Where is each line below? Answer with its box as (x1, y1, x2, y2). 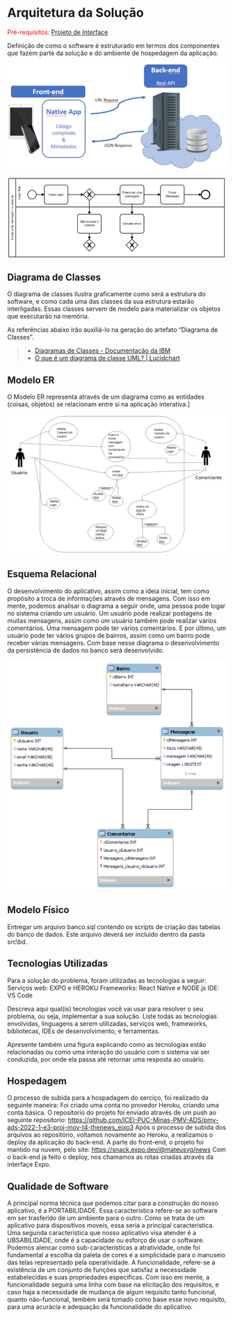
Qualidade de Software (7, 1180, 109, 1193)
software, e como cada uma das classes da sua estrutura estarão (7, 298, 195, 306)
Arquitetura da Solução (7, 5, 144, 21)
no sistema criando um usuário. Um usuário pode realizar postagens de (7, 608, 212, 618)
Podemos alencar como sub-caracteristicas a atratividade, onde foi (7, 1243, 200, 1252)
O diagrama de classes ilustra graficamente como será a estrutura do (7, 290, 207, 298)
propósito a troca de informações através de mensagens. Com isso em (7, 594, 211, 602)
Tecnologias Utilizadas (7, 958, 109, 970)
